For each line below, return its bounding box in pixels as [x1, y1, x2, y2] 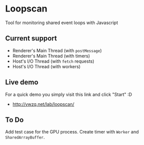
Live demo [5, 78, 39, 87]
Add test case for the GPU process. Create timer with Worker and [5, 129, 139, 135]
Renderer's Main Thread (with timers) [12, 53, 90, 59]
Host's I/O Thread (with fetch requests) [12, 58, 94, 64]
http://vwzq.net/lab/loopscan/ [12, 101, 74, 107]
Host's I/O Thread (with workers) [12, 63, 81, 69]
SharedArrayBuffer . [5, 134, 45, 140]
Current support [5, 34, 57, 43]
